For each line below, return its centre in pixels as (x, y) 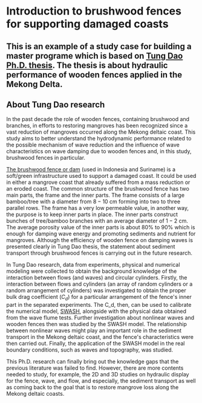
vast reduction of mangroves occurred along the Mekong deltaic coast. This (101, 132)
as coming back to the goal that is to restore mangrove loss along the (93, 387)
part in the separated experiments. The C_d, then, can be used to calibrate (99, 305)
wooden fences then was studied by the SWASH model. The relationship (97, 324)
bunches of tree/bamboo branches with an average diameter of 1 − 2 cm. (97, 221)
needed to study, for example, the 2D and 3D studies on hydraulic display (98, 375)
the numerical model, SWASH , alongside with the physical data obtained (96, 311)
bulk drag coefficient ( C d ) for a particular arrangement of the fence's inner (99, 298)
